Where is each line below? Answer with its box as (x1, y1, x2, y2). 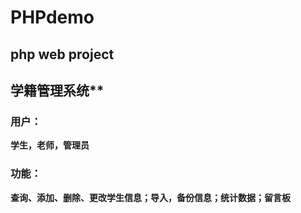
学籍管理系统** (10, 82, 105, 99)
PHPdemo (10, 6, 95, 29)
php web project (10, 46, 115, 63)
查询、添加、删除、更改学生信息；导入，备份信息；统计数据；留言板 (10, 191, 291, 203)
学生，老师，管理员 (10, 139, 90, 151)
